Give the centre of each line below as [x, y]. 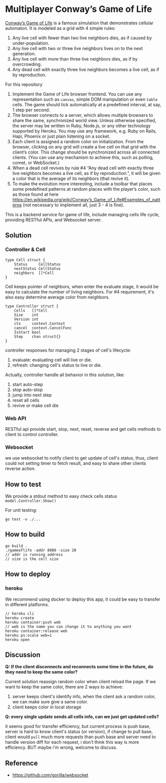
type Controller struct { [32, 306]
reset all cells [26, 400]
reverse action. [20, 469]
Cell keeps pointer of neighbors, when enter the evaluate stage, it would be [82, 286]
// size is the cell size [32, 559]
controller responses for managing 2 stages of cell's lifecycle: [68, 350]
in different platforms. [27, 604]
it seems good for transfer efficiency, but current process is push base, [78, 726]
